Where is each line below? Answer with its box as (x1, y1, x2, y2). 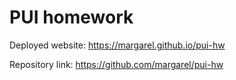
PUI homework (9, 6, 134, 29)
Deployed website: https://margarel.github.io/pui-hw (9, 39, 226, 51)
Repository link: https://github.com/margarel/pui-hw (9, 58, 224, 70)
